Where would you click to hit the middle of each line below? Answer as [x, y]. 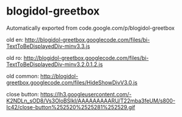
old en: [15, 39]
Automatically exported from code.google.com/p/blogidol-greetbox [90, 28]
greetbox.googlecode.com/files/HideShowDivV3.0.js [72, 82]
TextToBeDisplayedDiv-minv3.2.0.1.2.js [55, 64]
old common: [23, 76]
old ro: [14, 58]
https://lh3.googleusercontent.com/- [86, 94]
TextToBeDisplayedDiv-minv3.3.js [48, 46]
